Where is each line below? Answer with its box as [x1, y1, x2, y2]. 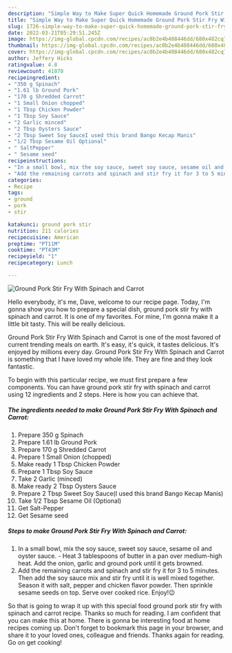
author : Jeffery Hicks [8, 55, 73, 62]
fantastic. [8, 362, 34, 371]
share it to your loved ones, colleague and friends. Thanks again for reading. [8, 631, 224, 639]
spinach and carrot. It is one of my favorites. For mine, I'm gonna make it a [8, 312, 219, 320]
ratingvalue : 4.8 [8, 61, 58, 68]
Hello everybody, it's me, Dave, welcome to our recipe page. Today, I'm [8, 298, 211, 306]
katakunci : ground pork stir [8, 221, 92, 228]
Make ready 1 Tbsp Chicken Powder [17, 459, 120, 468]
